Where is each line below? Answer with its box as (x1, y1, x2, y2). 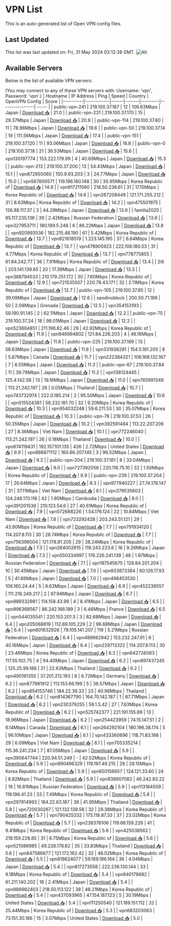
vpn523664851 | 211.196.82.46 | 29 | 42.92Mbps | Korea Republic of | (5, 325, 152, 331)
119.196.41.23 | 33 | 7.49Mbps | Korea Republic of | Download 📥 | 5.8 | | (5, 791, 156, 797)
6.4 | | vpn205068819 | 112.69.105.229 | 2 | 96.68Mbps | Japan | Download (5, 621, 162, 627)
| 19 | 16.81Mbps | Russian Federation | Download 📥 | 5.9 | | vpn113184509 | (5, 783, 164, 789)
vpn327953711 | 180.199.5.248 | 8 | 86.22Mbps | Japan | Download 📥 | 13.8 (5, 222, 164, 228)
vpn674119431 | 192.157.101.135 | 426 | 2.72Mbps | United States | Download (5, 443, 164, 449)
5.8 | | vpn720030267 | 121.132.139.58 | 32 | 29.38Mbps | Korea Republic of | (5, 806, 166, 812)
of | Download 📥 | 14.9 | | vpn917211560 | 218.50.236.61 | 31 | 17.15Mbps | (5, 184, 159, 190)
